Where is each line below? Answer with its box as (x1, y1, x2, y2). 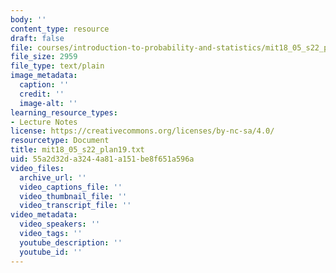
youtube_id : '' (19, 247, 83, 257)
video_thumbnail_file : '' (19, 191, 128, 201)
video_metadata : (10, 210, 78, 220)
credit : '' (19, 89, 65, 99)
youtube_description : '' (19, 237, 123, 248)
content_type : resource (10, 24, 110, 34)
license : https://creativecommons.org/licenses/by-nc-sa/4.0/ (10, 126, 275, 136)
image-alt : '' (19, 98, 78, 108)
